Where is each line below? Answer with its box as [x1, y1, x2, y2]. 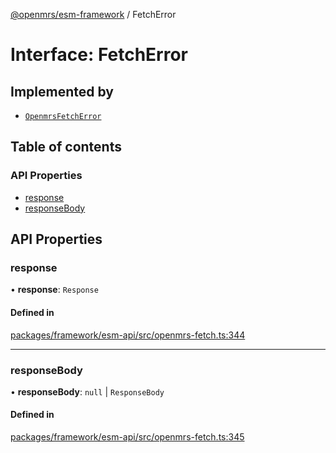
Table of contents [10, 139, 122, 156]
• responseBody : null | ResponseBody [10, 385, 165, 398]
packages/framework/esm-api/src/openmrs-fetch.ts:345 [10, 431, 245, 443]
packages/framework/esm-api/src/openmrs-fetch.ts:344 [10, 329, 246, 341]
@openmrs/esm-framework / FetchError [10, 9, 177, 20]
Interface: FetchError [10, 44, 188, 66]
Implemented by [10, 83, 114, 100]
